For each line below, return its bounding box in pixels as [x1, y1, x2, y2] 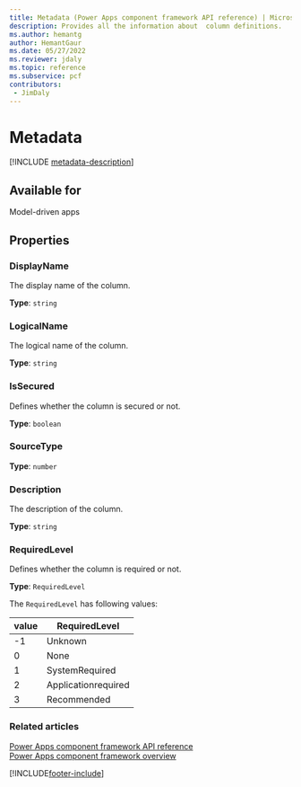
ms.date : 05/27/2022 [9, 47, 87, 56]
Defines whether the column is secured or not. [9, 401, 181, 411]
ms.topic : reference [9, 64, 87, 73]
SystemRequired [46, 664, 116, 676]
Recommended [46, 694, 111, 706]
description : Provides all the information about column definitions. [9, 22, 282, 31]
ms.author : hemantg [9, 30, 82, 39]
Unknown [46, 635, 88, 648]
